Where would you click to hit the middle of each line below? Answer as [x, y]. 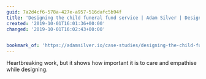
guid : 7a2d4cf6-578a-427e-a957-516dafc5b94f [64, 12]
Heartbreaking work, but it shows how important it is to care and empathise [102, 63]
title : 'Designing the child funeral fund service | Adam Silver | [94, 18]
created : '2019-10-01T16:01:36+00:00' [56, 23]
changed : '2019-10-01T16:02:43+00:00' [56, 29]
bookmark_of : [23, 46]
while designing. [27, 70]
